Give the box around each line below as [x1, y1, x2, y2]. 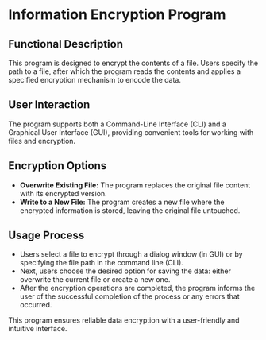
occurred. [19, 300, 52, 310]
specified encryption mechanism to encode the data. [8, 75, 181, 84]
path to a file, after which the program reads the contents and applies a [8, 67, 241, 76]
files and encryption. [8, 136, 76, 145]
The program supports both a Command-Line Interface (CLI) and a [8, 119, 226, 129]
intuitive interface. [8, 324, 67, 334]
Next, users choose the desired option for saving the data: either [19, 266, 232, 276]
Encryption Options [8, 159, 107, 172]
